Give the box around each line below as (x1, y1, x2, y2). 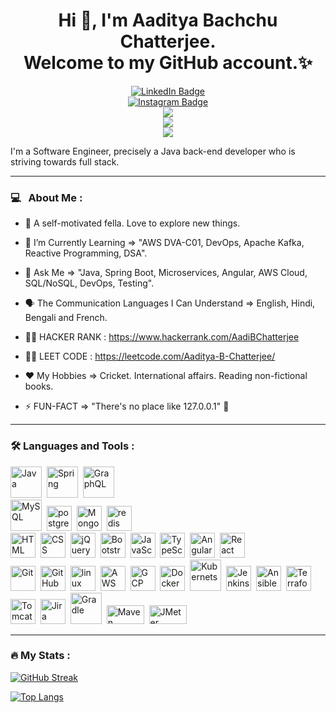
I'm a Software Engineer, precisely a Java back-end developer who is (10, 145, 296, 157)
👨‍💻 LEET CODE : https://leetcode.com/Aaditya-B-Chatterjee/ (24, 350, 276, 363)
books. (24, 380, 54, 393)
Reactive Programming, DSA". (24, 247, 148, 259)
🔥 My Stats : (10, 649, 71, 663)
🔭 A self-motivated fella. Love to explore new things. (24, 217, 241, 229)
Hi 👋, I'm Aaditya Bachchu (58, 9, 278, 32)
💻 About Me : (10, 190, 83, 204)
